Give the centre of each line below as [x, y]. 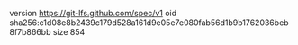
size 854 [69, 32]
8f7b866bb [30, 32]
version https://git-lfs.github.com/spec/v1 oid [93, 13]
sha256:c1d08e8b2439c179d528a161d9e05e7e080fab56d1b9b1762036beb [149, 22]
